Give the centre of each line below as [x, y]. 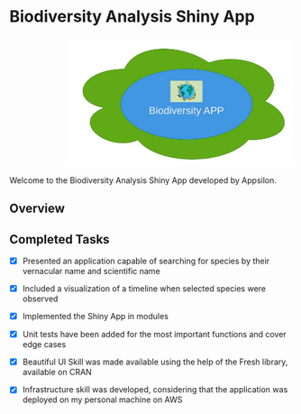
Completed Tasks [59, 239]
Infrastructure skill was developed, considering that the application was [155, 390]
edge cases [44, 345]
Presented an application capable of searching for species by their [146, 261]
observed [40, 299]
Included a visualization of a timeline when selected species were [144, 288]
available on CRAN [57, 373]
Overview [37, 209]
